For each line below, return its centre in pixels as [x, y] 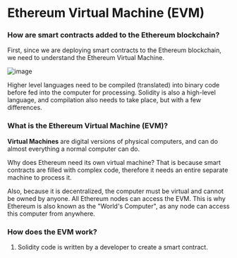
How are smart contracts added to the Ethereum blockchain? [114, 35]
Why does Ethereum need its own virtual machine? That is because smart [114, 162]
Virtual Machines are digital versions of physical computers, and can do [113, 141]
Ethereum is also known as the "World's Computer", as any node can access [119, 206]
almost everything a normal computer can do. [74, 149]
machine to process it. [39, 177]
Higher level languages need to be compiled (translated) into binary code [114, 85]
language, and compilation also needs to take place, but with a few [104, 100]
